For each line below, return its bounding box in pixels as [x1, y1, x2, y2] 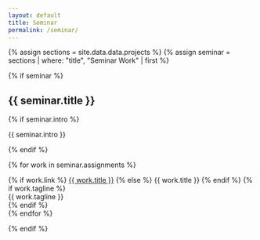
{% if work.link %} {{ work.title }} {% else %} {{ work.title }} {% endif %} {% [8, 176, 253, 185]
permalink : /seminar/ [8, 26, 79, 34]
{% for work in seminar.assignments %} [8, 160, 137, 169]
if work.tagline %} [8, 184, 67, 193]
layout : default [8, 11, 61, 20]
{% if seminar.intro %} [8, 115, 80, 124]
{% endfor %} [8, 209, 53, 218]
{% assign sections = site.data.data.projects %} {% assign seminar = [8, 48, 231, 57]
